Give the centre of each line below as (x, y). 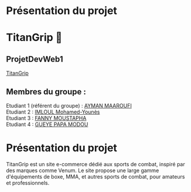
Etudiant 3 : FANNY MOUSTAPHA (46, 118)
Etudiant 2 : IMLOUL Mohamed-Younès (53, 112)
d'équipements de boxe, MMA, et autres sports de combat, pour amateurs (95, 176)
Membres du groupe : (46, 92)
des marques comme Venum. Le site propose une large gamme (83, 170)
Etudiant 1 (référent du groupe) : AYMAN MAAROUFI (69, 106)
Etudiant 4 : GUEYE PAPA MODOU (47, 124)
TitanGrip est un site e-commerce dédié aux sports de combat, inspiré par (96, 164)
